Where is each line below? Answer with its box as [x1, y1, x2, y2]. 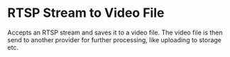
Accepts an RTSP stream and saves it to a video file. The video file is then [7, 28, 223, 37]
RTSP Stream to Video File [7, 5, 165, 21]
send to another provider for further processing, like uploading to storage [7, 35, 222, 44]
